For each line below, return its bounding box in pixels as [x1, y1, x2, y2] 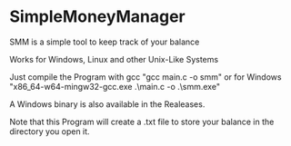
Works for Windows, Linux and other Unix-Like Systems [9, 54, 219, 64]
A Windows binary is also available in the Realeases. [9, 98, 206, 110]
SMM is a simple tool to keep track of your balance [9, 36, 200, 47]
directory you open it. [9, 125, 90, 137]
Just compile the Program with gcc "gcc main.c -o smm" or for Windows [9, 71, 282, 83]
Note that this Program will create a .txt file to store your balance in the [9, 116, 275, 127]
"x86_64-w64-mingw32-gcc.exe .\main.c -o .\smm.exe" [9, 81, 221, 92]
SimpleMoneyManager [9, 6, 186, 27]
